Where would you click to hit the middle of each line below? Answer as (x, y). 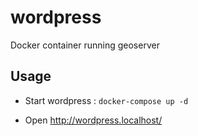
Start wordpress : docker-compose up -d (106, 100)
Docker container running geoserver (85, 45)
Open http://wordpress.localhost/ (93, 120)
